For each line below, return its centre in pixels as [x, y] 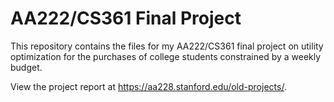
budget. [26, 67]
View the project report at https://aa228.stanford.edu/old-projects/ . [148, 86]
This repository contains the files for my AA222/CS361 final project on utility [167, 46]
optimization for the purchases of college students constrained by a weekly [166, 56]
